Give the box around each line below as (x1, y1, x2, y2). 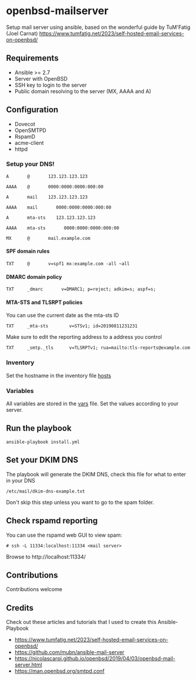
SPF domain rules (6, 247, 50, 255)
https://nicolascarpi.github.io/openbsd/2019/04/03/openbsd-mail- (14, 655, 175, 662)
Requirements (6, 53, 59, 63)
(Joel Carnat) (6, 29, 38, 37)
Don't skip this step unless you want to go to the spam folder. (6, 499, 154, 506)
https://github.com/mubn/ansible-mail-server (14, 649, 125, 656)
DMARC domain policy (6, 273, 63, 280)
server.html (14, 661, 42, 668)
